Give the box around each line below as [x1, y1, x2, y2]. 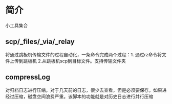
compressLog [5, 73, 50, 82]
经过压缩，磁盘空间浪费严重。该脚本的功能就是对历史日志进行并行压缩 [5, 93, 154, 99]
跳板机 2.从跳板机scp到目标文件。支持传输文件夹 [23, 58, 126, 64]
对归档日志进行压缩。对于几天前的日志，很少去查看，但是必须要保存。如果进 [5, 87, 167, 93]
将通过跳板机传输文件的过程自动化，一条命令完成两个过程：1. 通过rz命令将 [5, 51, 162, 57]
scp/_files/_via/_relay [5, 38, 75, 46]
